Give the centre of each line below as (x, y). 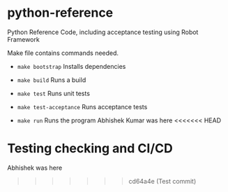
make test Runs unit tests (54, 93)
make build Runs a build (52, 80)
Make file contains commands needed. (63, 53)
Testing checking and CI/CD (90, 149)
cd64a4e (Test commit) (162, 181)
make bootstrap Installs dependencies (71, 66)
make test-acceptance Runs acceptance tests (82, 106)
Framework (23, 39)
